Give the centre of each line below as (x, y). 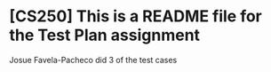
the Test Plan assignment (105, 35)
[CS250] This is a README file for (135, 16)
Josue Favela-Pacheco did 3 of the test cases (93, 60)
